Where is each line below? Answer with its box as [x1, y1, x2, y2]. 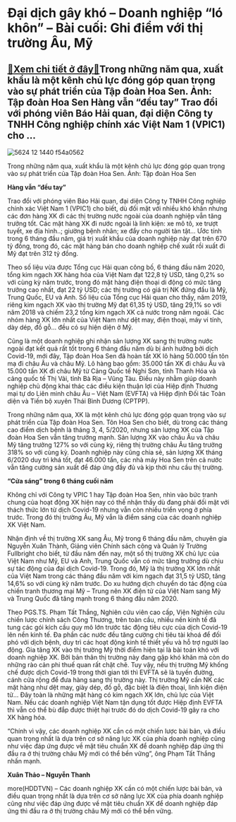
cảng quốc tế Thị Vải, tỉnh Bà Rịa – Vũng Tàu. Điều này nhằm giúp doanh [7, 375, 217, 382]
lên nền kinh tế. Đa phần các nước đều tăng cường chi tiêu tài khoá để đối [7, 630, 221, 639]
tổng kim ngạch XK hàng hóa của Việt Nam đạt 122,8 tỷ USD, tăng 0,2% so [7, 271, 225, 278]
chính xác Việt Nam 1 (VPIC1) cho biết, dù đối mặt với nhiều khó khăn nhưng [7, 204, 228, 213]
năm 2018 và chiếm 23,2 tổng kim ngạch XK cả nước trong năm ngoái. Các [7, 308, 225, 316]
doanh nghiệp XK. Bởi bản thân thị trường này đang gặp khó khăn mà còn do [7, 653, 230, 662]
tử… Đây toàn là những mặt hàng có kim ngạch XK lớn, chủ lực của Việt [7, 691, 214, 699]
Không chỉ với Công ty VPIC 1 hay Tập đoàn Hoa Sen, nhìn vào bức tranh [7, 491, 218, 499]
